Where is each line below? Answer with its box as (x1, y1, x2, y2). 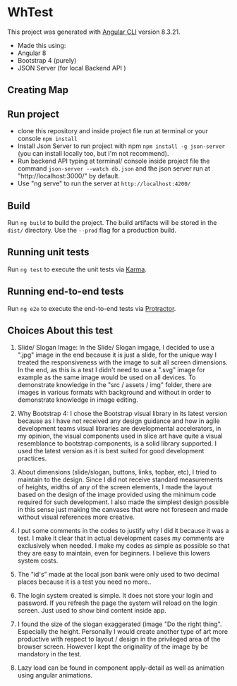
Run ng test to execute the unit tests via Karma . (7, 265, 147, 274)
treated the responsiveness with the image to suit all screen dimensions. (17, 358, 228, 367)
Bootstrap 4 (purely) (17, 56, 77, 64)
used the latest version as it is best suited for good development (17, 447, 205, 455)
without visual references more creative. (17, 513, 135, 522)
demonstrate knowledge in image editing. (17, 396, 139, 404)
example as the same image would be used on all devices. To (17, 373, 196, 381)
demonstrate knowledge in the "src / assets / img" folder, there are (17, 381, 212, 389)
